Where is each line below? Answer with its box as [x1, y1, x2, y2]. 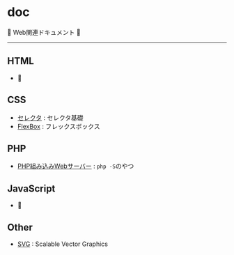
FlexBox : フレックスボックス [17, 122, 100, 130]
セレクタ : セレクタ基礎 [17, 113, 84, 122]
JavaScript [7, 183, 56, 194]
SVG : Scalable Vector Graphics [17, 240, 108, 248]
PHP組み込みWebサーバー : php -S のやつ [17, 162, 134, 171]
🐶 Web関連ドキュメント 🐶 [7, 28, 81, 36]
